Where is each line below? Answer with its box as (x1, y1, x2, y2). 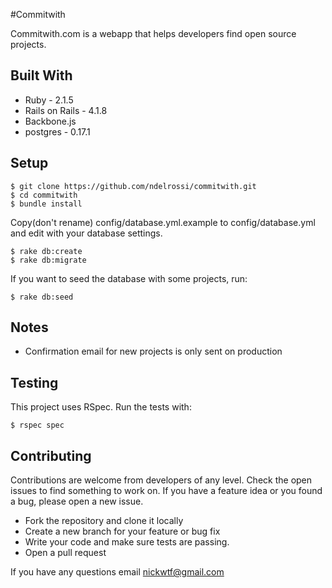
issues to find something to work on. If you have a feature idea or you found (10, 485, 323, 497)
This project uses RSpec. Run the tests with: (10, 401, 192, 413)
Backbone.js (24, 115, 77, 127)
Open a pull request (24, 547, 107, 559)
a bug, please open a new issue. (10, 495, 144, 508)
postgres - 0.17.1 (24, 125, 91, 138)
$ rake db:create (10, 246, 83, 256)
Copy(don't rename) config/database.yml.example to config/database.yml (10, 216, 316, 228)
